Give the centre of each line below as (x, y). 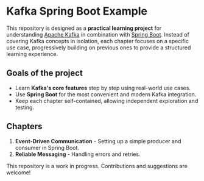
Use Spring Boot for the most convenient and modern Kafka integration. (106, 94)
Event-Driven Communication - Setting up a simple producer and (98, 141)
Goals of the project (45, 73)
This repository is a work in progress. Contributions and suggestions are (97, 166)
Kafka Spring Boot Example (77, 11)
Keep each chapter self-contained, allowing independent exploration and (107, 101)
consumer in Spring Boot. (47, 147)
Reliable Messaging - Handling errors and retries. (78, 154)
